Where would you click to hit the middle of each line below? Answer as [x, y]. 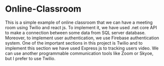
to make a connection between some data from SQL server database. [75, 33]
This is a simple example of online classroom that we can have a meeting [79, 22]
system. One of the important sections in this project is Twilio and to [74, 43]
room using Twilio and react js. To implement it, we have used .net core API [81, 27]
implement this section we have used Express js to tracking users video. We [82, 48]
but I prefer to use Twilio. [30, 58]
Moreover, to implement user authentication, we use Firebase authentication [82, 38]
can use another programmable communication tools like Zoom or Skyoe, [79, 53]
